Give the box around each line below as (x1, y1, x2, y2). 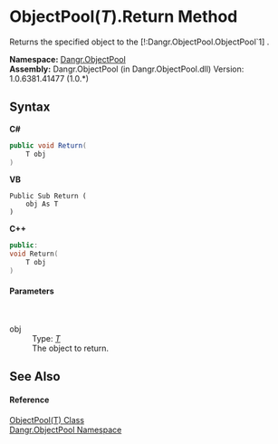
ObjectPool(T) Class (9, 414, 84, 425)
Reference (9, 394, 50, 405)
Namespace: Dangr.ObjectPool (9, 53, 127, 64)
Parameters (9, 285, 54, 296)
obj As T (25, 199, 59, 209)
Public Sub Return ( (9, 192, 88, 201)
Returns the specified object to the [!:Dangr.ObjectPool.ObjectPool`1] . (9, 36, 270, 47)
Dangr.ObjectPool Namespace (9, 424, 122, 435)
